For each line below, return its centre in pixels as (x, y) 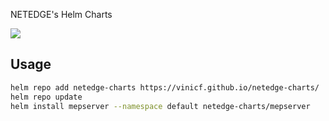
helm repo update (46, 97)
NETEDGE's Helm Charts (61, 14)
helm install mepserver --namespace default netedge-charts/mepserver (160, 106)
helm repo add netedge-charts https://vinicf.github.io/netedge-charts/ (165, 87)
